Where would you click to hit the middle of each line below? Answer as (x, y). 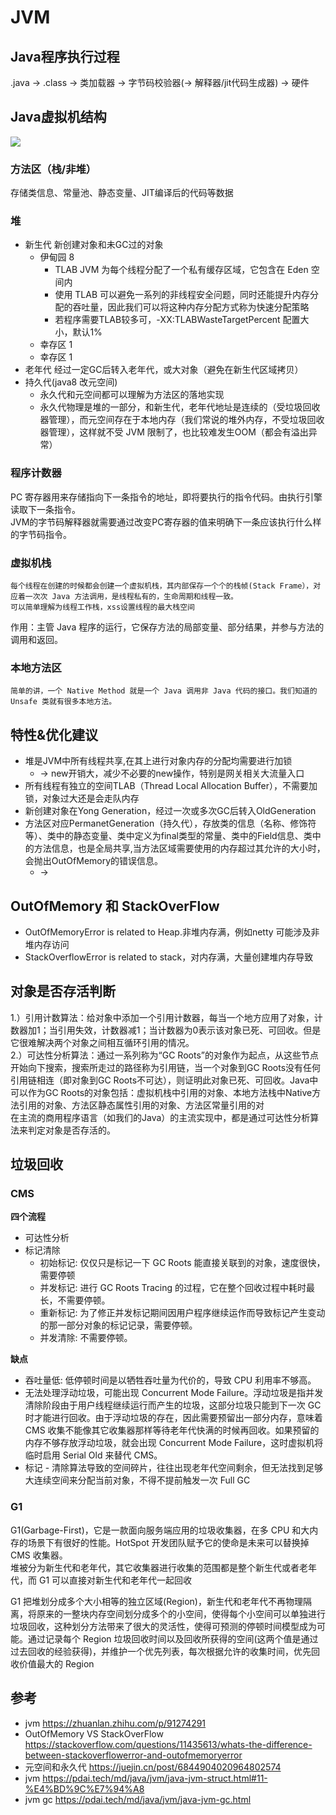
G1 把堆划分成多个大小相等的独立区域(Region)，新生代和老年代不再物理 (156, 1601)
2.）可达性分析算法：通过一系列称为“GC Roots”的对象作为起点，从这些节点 (164, 1055)
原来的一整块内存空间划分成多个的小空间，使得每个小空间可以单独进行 (181, 1613)
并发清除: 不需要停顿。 (86, 1338)
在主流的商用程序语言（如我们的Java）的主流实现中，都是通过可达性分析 (160, 1117)
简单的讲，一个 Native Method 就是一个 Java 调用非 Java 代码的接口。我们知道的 (164, 691)
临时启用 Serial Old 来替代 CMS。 (93, 1455)
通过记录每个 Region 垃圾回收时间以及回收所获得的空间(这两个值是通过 (173, 1638)
